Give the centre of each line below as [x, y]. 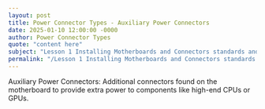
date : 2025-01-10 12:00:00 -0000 [63, 30]
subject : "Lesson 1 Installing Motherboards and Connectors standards [127, 52]
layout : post [30, 15]
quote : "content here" [45, 45]
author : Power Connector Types [60, 37]
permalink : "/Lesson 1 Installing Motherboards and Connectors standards [132, 60]
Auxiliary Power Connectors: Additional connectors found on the [113, 81]
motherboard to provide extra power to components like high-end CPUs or [129, 89]
